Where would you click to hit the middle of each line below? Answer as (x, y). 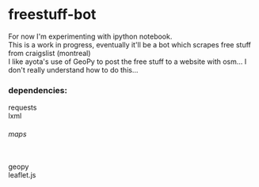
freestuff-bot (52, 15)
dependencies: (38, 90)
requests (23, 107)
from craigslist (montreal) (50, 53)
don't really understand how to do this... (73, 69)
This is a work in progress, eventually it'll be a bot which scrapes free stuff (129, 44)
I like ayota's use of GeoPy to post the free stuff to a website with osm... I (128, 62)
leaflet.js (22, 175)
